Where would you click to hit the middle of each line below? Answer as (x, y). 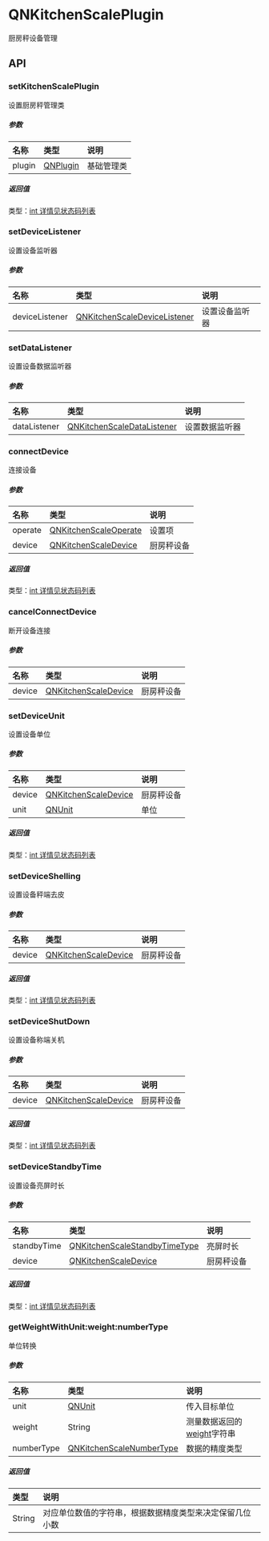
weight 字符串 (211, 1434)
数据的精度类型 (214, 1448)
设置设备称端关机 (36, 1040)
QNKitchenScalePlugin (86, 15)
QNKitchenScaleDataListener (122, 426)
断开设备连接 (29, 630)
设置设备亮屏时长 (36, 1185)
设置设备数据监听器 (40, 366)
